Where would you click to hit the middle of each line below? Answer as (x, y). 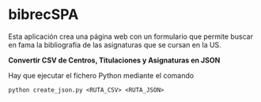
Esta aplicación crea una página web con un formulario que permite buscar (130, 36)
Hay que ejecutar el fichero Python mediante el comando (101, 75)
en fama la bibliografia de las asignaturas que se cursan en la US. (115, 44)
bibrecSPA (43, 15)
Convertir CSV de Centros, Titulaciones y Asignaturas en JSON (114, 60)
